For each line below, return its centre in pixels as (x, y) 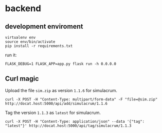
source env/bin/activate (30, 42)
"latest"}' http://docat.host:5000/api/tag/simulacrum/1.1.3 (68, 126)
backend (23, 8)
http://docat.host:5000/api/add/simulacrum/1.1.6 (56, 103)
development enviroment (44, 26)
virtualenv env (20, 37)
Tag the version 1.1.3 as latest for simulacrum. (53, 113)
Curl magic (22, 79)
